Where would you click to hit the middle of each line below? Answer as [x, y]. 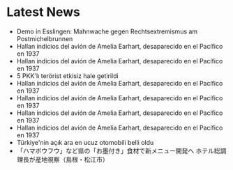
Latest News [44, 12]
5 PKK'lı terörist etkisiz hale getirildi [68, 76]
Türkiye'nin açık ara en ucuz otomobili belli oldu [85, 142]
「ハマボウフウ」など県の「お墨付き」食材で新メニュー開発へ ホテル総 [118, 150]
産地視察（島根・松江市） [72, 159]
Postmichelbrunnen [45, 38]
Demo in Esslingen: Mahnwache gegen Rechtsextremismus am [107, 31]
